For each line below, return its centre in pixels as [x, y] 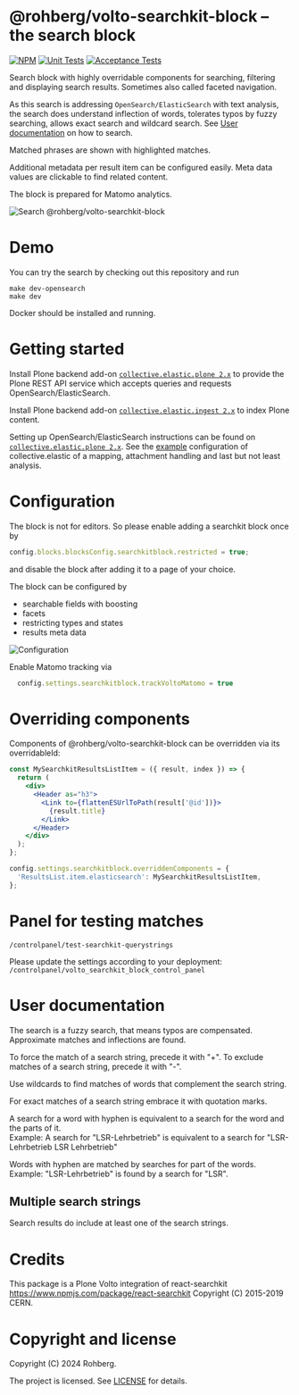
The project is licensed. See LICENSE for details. [98, 1381]
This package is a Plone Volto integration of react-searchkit [118, 1284]
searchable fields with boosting [80, 604]
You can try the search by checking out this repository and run [124, 272]
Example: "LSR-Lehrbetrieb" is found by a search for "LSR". [119, 1174]
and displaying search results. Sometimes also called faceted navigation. [143, 87]
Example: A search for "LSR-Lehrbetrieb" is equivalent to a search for [137, 1137]
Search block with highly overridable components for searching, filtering [142, 77]
